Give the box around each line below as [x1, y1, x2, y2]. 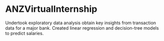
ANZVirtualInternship [5, 3, 98, 15]
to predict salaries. [5, 30, 44, 36]
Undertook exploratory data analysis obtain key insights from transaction [5, 20, 156, 26]
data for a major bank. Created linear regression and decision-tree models [5, 25, 159, 31]
